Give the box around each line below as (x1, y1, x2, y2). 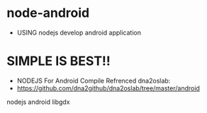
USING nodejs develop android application (16, 28, 141, 37)
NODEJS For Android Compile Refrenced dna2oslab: (16, 76, 171, 85)
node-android (6, 5, 90, 21)
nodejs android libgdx (6, 97, 70, 106)
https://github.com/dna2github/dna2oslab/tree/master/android (16, 83, 200, 93)
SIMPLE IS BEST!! (6, 53, 111, 69)
